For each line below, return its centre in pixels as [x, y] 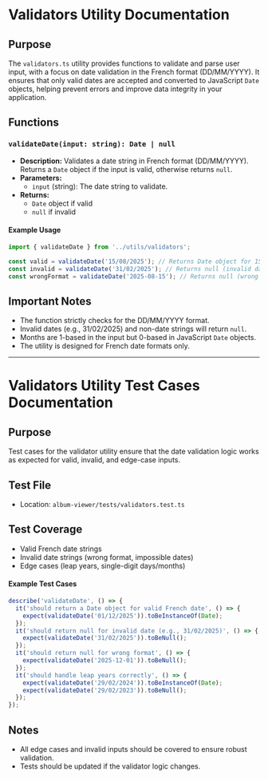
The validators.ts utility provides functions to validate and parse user [124, 63]
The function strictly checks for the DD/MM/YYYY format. [114, 321]
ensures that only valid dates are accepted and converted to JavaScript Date [134, 80]
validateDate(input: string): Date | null [92, 144]
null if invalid [54, 212]
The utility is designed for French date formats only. [104, 346]
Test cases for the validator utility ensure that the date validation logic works [134, 451]
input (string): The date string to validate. [100, 186]
